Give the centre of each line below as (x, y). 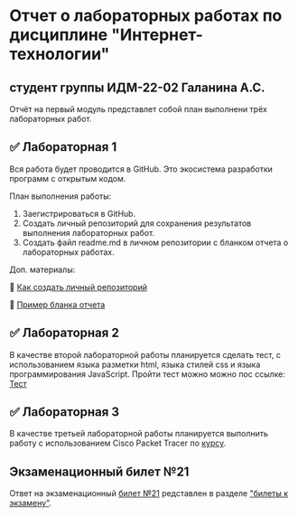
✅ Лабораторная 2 (64, 333)
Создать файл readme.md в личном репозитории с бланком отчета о (155, 242)
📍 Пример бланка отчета (57, 305)
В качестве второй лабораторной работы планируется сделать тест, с (145, 354)
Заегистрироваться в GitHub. (79, 213)
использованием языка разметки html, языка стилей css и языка (135, 364)
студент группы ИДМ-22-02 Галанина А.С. (137, 87)
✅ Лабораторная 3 (65, 412)
